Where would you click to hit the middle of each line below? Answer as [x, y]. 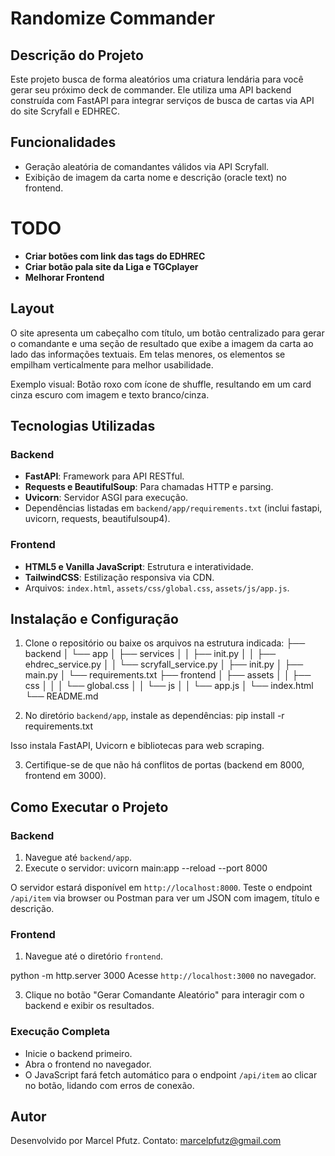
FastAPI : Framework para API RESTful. [104, 476]
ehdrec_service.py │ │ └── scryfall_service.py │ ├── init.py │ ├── [164, 664]
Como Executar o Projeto [89, 807]
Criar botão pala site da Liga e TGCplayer [111, 266]
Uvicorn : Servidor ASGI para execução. [106, 498]
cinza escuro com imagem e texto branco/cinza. [110, 394]
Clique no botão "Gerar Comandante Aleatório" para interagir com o [164, 995]
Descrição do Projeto [77, 55]
